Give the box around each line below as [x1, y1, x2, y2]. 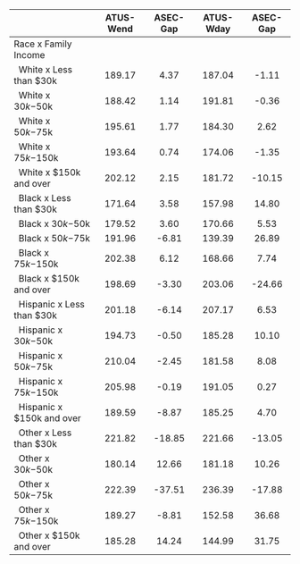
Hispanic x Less [18, 299, 85, 310]
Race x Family [13, 38, 72, 50]
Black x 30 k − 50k [18, 218, 91, 230]
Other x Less [18, 426, 72, 439]
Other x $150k [18, 529, 80, 542]
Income [13, 49, 46, 61]
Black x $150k [18, 273, 80, 284]
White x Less [18, 63, 73, 75]
